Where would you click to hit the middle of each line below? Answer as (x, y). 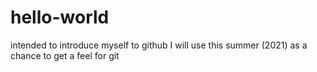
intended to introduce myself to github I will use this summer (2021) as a (159, 45)
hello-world (60, 17)
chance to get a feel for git (65, 55)
